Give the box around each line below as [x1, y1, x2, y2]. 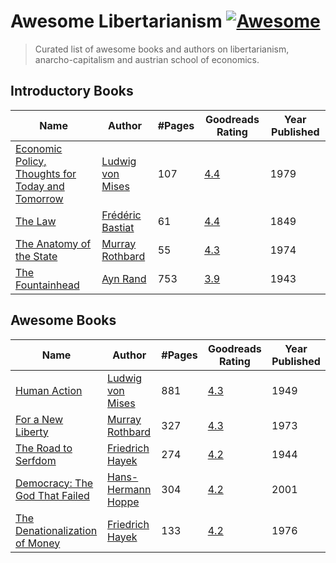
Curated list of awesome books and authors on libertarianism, [34, 43, 290, 55]
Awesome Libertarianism [10, 10, 223, 33]
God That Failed [15, 488, 90, 502]
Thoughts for [15, 166, 77, 180]
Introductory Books [10, 83, 134, 100]
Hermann [107, 482, 152, 496]
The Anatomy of [15, 236, 92, 250]
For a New [15, 412, 64, 426]
